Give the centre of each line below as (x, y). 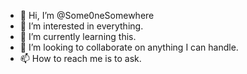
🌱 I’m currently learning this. (78, 36)
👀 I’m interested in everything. (81, 26)
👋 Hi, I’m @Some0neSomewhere (87, 15)
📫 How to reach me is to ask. (80, 58)
